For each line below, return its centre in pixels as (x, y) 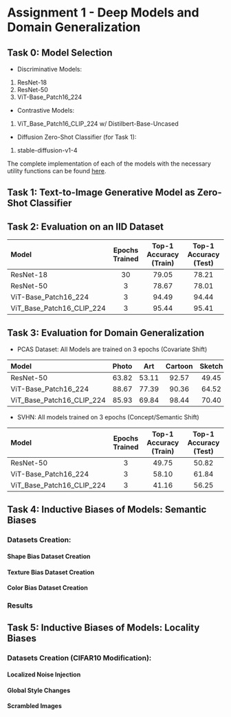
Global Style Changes (39, 690)
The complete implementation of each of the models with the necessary (109, 164)
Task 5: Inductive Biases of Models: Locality (103, 628)
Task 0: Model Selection (60, 53)
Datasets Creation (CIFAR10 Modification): (79, 658)
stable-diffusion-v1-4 (47, 150)
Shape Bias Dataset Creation (49, 556)
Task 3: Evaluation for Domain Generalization (106, 332)
